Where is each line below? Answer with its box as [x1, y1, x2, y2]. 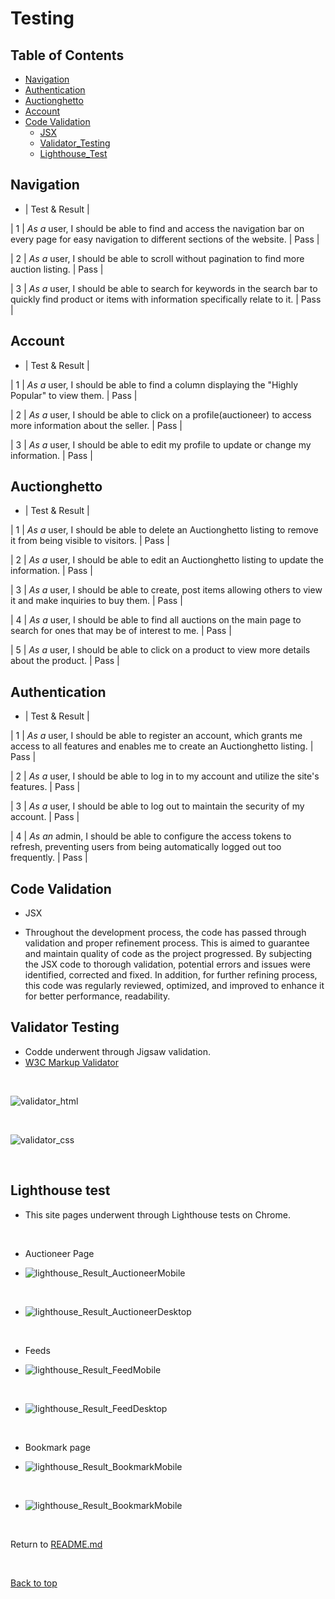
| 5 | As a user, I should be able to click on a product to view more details [10, 644, 311, 656]
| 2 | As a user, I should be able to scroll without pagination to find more [10, 252, 305, 264]
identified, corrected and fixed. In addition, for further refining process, [24, 969, 318, 981]
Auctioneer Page [24, 1247, 95, 1259]
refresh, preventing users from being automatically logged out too [10, 841, 282, 853]
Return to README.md [10, 1538, 103, 1550]
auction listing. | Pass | [10, 263, 104, 275]
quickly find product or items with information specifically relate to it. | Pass [10, 293, 322, 305]
